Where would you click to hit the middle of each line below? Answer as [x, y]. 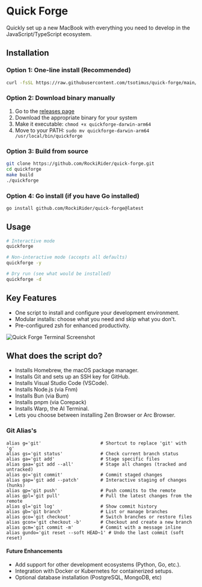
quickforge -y [24, 263]
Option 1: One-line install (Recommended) [69, 70]
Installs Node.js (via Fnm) [46, 390]
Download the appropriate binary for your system [76, 117]
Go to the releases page [45, 111]
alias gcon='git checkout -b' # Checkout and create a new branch [99, 522]
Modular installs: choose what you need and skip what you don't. [95, 319]
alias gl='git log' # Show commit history [82, 506]
